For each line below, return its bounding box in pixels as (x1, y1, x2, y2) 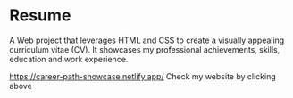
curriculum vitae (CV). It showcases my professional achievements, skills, (9, 44, 280, 54)
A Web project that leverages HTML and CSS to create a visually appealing (9, 35, 285, 45)
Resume (9, 5, 71, 26)
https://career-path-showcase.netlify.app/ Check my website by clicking (9, 70, 276, 81)
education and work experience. (9, 53, 129, 64)
